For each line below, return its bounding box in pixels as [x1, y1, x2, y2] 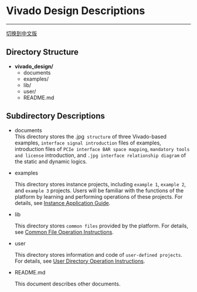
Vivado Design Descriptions [6, 4, 145, 18]
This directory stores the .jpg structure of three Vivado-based [14, 133, 167, 140]
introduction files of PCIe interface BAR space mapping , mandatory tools [14, 145, 190, 152]
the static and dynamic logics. [14, 157, 87, 165]
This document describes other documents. [14, 280, 121, 287]
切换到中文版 [6, 29, 37, 36]
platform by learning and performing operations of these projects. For [14, 193, 183, 200]
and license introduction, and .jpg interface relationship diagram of [14, 152, 186, 159]
